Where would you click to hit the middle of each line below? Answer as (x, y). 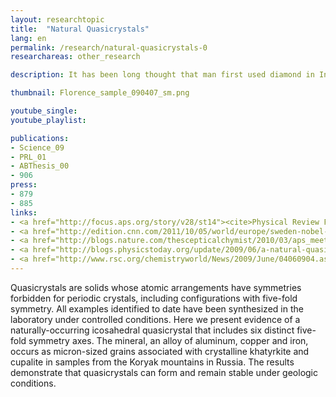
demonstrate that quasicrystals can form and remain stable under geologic (164, 372)
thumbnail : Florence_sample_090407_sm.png (100, 93)
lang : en (28, 38)
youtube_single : (44, 111)
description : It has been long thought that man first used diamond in (162, 75)
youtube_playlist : (48, 120)
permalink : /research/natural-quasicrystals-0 (109, 47)
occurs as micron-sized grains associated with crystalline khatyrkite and (160, 351)
